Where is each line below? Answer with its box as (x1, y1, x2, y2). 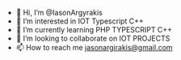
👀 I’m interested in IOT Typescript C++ (15, 16, 144, 26)
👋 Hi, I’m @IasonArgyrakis (15, 8, 103, 17)
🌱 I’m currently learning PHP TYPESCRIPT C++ (15, 25, 172, 34)
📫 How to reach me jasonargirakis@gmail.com (15, 43, 173, 52)
